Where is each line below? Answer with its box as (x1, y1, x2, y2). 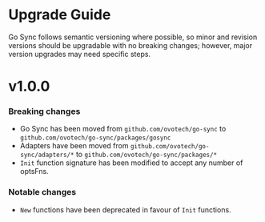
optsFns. (19, 167, 50, 176)
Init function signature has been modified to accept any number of (19, 158, 243, 168)
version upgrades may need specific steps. (8, 49, 151, 59)
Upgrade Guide (8, 6, 111, 24)
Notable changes (8, 187, 77, 198)
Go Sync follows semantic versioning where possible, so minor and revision (8, 32, 258, 42)
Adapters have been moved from (19, 141, 129, 151)
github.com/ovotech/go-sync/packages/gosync (19, 134, 171, 142)
